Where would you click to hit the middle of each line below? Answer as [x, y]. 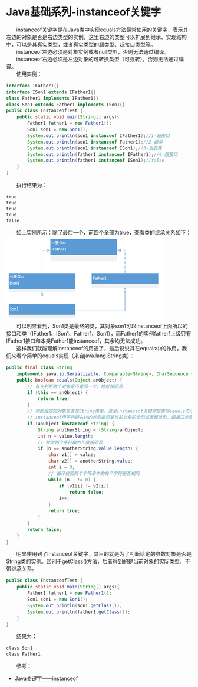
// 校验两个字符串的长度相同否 [70, 442]
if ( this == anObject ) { [58, 393]
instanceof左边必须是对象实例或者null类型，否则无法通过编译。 [93, 51]
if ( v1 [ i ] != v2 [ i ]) [84, 486]
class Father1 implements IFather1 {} [52, 98]
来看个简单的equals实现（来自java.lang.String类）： [73, 356]
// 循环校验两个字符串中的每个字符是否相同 [94, 473]
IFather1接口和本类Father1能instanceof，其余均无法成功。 [76, 341]
